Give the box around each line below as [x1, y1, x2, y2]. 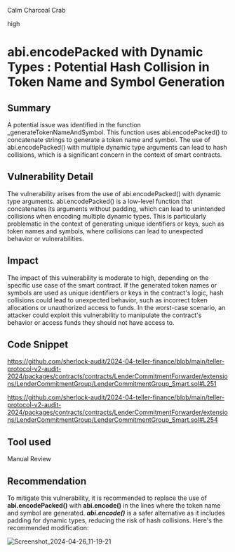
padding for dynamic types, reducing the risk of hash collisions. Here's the [7, 516, 223, 525]
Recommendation [7, 475, 86, 487]
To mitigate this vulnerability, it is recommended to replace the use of [7, 494, 208, 502]
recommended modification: [7, 524, 89, 532]
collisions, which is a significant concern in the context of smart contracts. [7, 150, 222, 159]
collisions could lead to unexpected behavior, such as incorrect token [7, 295, 208, 304]
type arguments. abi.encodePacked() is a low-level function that [7, 197, 193, 205]
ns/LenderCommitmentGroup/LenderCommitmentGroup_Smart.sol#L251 [7, 380, 217, 388]
